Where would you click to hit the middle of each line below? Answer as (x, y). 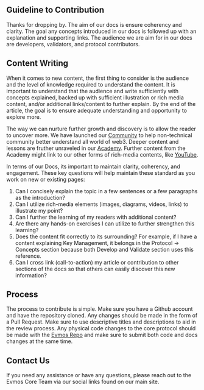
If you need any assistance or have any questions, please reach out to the (99, 375)
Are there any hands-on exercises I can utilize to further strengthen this (105, 223)
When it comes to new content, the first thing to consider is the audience (98, 78)
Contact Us (28, 360)
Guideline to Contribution (55, 10)
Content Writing (37, 63)
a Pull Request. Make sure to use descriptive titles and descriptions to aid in (101, 322)
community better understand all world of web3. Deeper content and (93, 141)
